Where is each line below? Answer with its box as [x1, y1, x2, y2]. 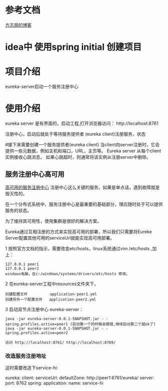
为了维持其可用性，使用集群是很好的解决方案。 [5, 218, 101, 224]
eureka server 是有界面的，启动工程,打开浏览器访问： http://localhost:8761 [5, 120, 158, 126]
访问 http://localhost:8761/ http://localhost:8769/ [5, 340, 116, 345]
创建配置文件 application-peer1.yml [5, 292, 97, 297]
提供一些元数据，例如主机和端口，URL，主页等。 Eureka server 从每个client [5, 148, 161, 154]
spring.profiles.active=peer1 [5, 322, 68, 327]
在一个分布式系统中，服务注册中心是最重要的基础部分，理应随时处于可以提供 [5, 201, 163, 207]
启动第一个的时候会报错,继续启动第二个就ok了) [72, 322, 156, 327]
